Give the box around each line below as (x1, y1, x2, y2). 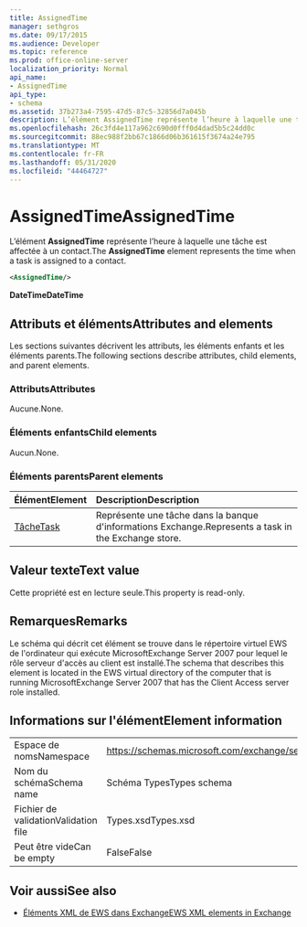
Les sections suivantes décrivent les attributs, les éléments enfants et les (9, 340, 285, 351)
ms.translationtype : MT (9, 141, 101, 150)
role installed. (9, 687, 61, 698)
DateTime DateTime (9, 290, 84, 301)
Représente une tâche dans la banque (95, 508, 259, 521)
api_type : (9, 90, 48, 99)
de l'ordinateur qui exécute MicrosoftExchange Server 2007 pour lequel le (9, 647, 288, 658)
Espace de (14, 739, 59, 751)
